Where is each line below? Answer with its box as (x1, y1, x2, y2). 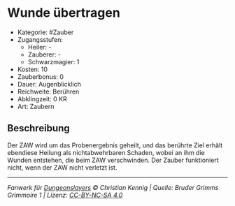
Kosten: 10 (17, 65, 48, 73)
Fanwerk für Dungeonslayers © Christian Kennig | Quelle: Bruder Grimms (7, 183, 219, 191)
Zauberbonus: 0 (17, 72, 64, 81)
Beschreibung (7, 122, 70, 134)
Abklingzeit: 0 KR (17, 94, 68, 103)
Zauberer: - (27, 50, 62, 59)
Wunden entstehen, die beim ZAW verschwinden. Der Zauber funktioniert (7, 156, 219, 164)
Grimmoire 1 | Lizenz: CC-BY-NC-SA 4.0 (7, 191, 123, 199)
